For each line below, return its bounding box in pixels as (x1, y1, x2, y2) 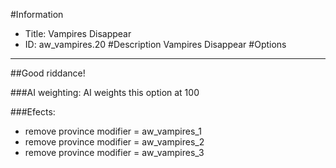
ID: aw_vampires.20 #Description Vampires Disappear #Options (24, 39, 287, 50)
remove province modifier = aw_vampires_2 (24, 136, 205, 148)
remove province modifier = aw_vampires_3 (24, 147, 205, 158)
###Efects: (10, 106, 56, 118)
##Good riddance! (10, 67, 86, 79)
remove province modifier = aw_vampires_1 (24, 125, 202, 137)
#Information (10, 9, 64, 20)
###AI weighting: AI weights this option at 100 (10, 87, 200, 98)
